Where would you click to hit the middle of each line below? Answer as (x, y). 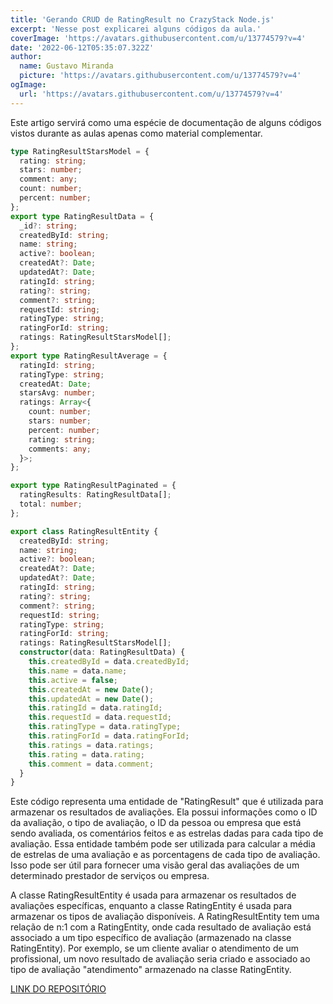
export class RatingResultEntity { (84, 531)
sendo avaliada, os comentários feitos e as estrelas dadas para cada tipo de (167, 833)
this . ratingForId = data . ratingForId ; (109, 736)
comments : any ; (60, 449)
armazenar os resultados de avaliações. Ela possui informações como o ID (164, 812)
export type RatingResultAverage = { (89, 356)
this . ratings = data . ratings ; (91, 745)
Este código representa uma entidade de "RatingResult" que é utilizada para (167, 802)
